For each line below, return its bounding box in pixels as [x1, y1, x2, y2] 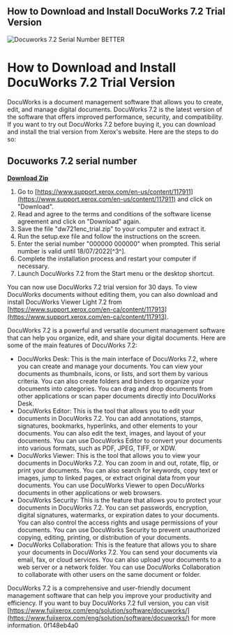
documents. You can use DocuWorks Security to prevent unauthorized [17, 525, 221, 534]
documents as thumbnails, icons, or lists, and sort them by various [17, 369, 209, 377]
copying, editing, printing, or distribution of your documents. [17, 533, 191, 541]
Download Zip [7, 174, 49, 182]
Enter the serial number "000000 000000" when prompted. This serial [17, 239, 221, 248]
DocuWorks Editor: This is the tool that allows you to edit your [17, 406, 195, 415]
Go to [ [17, 187, 38, 195]
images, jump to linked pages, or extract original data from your [17, 473, 200, 482]
